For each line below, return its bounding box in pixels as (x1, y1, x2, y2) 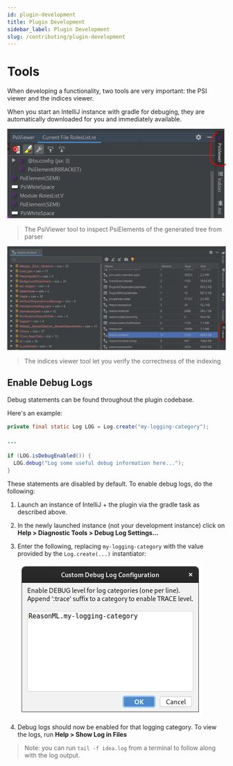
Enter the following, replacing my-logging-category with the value (17, 542, 204, 550)
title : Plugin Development (7, 18, 85, 26)
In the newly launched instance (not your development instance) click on (17, 521, 225, 529)
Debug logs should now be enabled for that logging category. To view (17, 722, 217, 731)
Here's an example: (7, 409, 62, 417)
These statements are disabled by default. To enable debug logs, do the (7, 479, 213, 488)
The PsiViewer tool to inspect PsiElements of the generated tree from (24, 225, 222, 234)
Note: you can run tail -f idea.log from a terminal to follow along (24, 743, 216, 752)
